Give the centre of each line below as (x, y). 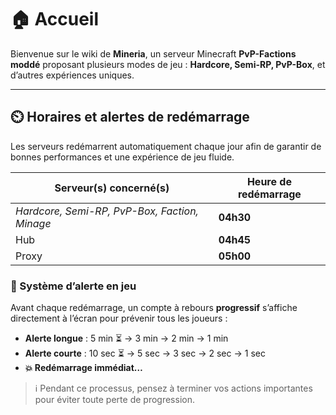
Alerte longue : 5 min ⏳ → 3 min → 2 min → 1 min (126, 338)
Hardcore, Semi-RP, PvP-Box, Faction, (107, 211)
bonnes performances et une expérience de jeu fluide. (122, 157)
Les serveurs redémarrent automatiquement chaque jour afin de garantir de (166, 146)
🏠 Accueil (55, 19)
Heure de (269, 181)
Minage (33, 223)
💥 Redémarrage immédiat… (83, 368)
